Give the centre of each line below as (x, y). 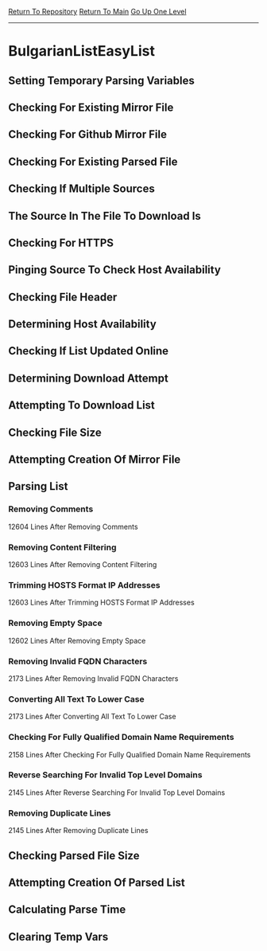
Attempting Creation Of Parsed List (97, 882)
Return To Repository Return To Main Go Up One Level (97, 12)
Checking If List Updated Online (89, 351)
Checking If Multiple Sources (81, 189)
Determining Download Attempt (88, 378)
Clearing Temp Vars (58, 936)
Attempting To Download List (81, 405)
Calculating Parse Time (67, 910)
